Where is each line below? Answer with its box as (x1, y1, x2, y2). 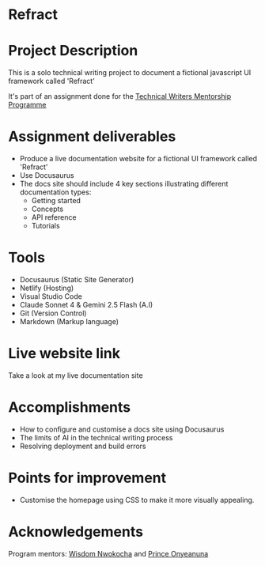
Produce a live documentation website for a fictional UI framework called (19, 154, 258, 164)
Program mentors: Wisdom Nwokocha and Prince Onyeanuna (8, 549, 209, 558)
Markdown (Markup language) (19, 317, 119, 326)
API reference (31, 213, 77, 222)
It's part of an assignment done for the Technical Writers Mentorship (8, 92, 232, 101)
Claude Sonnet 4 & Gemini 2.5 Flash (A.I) (19, 300, 153, 309)
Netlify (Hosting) (19, 283, 74, 292)
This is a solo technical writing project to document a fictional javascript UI (8, 68, 252, 77)
